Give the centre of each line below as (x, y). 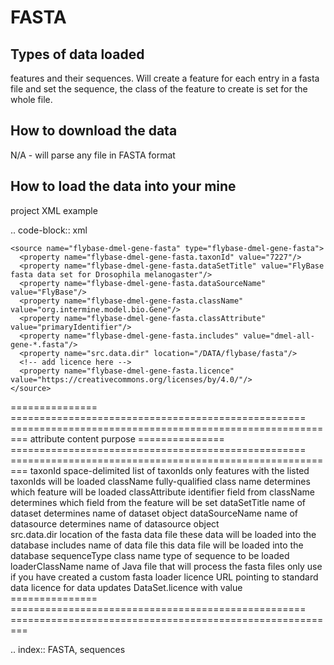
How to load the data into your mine (123, 186)
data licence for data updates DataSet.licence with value (126, 587)
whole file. (31, 99)
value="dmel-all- (279, 336)
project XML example (54, 210)
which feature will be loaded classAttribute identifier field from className (162, 492)
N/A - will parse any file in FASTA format (93, 155)
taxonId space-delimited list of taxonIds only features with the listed (169, 470)
